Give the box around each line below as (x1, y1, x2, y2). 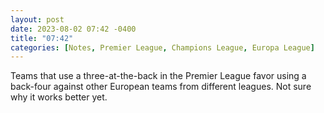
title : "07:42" (10, 33, 74, 43)
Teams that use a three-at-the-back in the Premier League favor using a (10, 70, 307, 82)
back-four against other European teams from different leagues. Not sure (10, 81, 312, 93)
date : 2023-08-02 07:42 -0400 (10, 24, 137, 34)
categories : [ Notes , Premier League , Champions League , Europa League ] (10, 42, 315, 53)
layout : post (10, 14, 65, 25)
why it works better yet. (10, 91, 108, 103)
